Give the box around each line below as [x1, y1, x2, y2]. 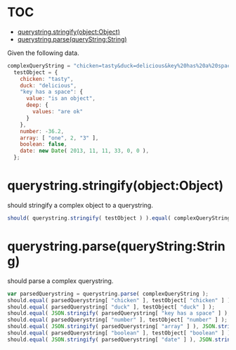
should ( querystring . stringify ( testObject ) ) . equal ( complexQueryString [7, 215, 231, 222]
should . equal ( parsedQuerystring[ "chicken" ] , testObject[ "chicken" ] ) [7, 296, 231, 304]
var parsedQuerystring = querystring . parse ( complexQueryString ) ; [7, 290, 209, 297]
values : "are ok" [32, 108, 83, 115]
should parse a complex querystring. [7, 276, 114, 285]
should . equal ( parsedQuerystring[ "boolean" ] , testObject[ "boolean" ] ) [7, 330, 231, 337]
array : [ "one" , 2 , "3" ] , [20, 135, 99, 142]
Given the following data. [7, 49, 79, 57]
